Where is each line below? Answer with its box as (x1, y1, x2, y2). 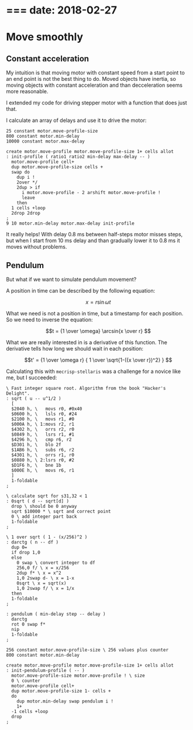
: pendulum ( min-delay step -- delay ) (6, 611, 106, 617)
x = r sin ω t (85, 298, 111, 305)
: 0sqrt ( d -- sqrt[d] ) (6, 498, 69, 504)
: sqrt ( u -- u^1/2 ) (6, 396, 61, 402)
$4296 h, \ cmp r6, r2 (11, 437, 72, 443)
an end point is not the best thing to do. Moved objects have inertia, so (6, 76, 177, 83)
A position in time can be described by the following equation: (6, 287, 156, 294)
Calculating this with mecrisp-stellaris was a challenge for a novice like (6, 368, 181, 375)
